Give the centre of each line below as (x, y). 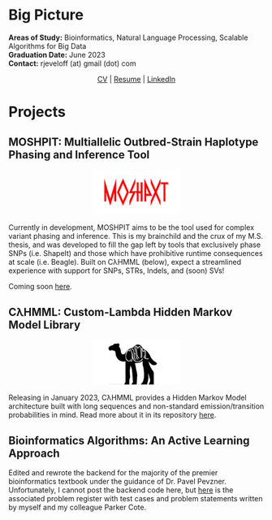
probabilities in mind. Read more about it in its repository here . (112, 415)
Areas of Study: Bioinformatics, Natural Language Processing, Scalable (128, 37)
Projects (37, 112)
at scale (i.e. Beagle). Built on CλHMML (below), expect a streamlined (125, 262)
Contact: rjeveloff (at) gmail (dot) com (72, 63)
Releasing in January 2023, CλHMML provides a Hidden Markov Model (127, 398)
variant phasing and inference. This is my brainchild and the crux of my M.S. (136, 236)
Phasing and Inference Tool (79, 155)
